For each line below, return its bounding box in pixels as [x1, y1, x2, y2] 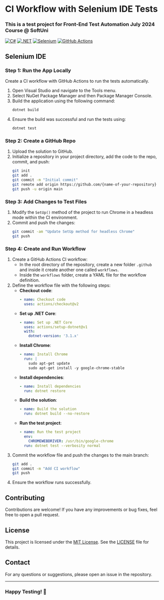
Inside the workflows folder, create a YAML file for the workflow [19, 272, 146, 277]
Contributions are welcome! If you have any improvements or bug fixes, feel [5, 507, 158, 512]
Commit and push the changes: [12, 219, 76, 226]
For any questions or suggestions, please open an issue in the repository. [5, 571, 153, 577]
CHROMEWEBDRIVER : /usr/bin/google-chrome [28, 438, 114, 443]
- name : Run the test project [19, 430, 82, 435]
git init [12, 168, 30, 173]
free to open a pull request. [5, 512, 60, 518]
